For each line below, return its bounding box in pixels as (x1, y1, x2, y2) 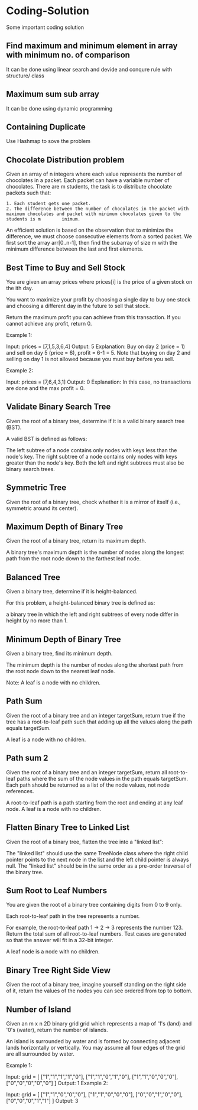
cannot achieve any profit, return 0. (6, 320, 92, 327)
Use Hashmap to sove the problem (6, 138, 90, 145)
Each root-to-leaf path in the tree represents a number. (6, 913, 140, 920)
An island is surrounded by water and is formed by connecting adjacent (6, 1037, 180, 1044)
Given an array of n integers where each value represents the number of (6, 170, 182, 178)
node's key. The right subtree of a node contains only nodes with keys (6, 453, 177, 460)
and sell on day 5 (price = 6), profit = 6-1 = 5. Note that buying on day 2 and (6, 349, 191, 356)
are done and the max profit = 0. (6, 385, 85, 391)
